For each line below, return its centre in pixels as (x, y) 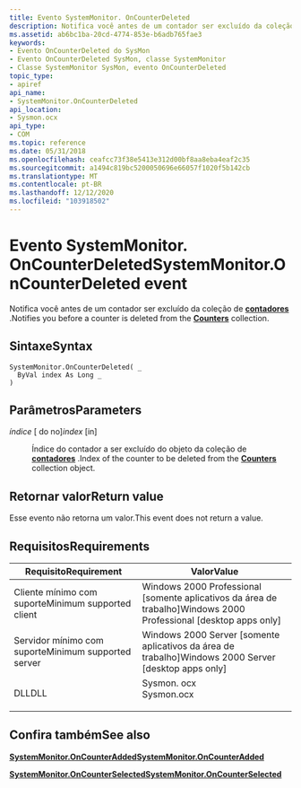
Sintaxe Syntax (51, 346)
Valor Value (215, 572)
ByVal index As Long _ (60, 375)
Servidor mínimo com (59, 641)
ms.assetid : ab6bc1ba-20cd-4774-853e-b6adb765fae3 (106, 34)
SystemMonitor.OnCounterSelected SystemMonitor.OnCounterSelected (146, 774)
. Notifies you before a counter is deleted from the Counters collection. (139, 318)
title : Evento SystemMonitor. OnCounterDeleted (100, 18)
